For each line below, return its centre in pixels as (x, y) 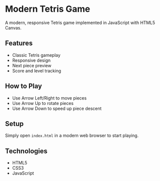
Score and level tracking (36, 71)
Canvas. (13, 27)
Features (19, 43)
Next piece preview (32, 65)
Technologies (26, 151)
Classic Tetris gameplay (36, 55)
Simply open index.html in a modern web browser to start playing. (72, 135)
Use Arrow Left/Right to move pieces (49, 98)
